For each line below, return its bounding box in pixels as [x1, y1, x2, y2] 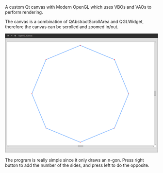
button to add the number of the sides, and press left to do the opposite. [5, 162, 149, 168]
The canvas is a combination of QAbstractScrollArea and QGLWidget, [5, 19, 144, 24]
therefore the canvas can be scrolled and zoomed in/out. [5, 24, 119, 30]
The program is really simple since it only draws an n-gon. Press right [5, 157, 144, 163]
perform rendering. [5, 9, 43, 15]
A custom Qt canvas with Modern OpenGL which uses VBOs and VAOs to [5, 4, 152, 10]
